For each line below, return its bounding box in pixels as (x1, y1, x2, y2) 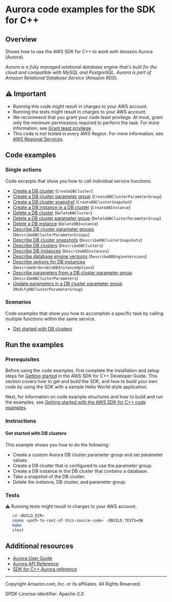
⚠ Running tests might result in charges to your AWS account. (5, 503, 137, 509)
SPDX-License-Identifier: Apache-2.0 (5, 591, 84, 597)
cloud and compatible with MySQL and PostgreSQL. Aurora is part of (5, 69, 152, 75)
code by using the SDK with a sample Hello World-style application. (5, 384, 148, 390)
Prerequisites (5, 356, 39, 363)
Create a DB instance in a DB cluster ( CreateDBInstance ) (12, 204, 131, 210)
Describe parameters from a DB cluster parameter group (12, 269, 132, 275)
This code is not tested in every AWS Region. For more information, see (12, 130, 164, 136)
